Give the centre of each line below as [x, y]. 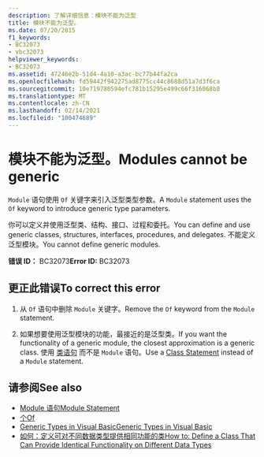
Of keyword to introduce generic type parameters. [89, 208]
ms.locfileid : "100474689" [52, 118]
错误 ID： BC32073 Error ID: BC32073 [69, 261]
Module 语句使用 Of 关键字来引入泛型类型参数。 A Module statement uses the [130, 199]
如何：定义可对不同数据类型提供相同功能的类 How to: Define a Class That [138, 436]
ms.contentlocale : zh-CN [49, 103]
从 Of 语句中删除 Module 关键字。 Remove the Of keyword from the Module [137, 309]
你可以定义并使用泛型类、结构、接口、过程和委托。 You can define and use [129, 225]
